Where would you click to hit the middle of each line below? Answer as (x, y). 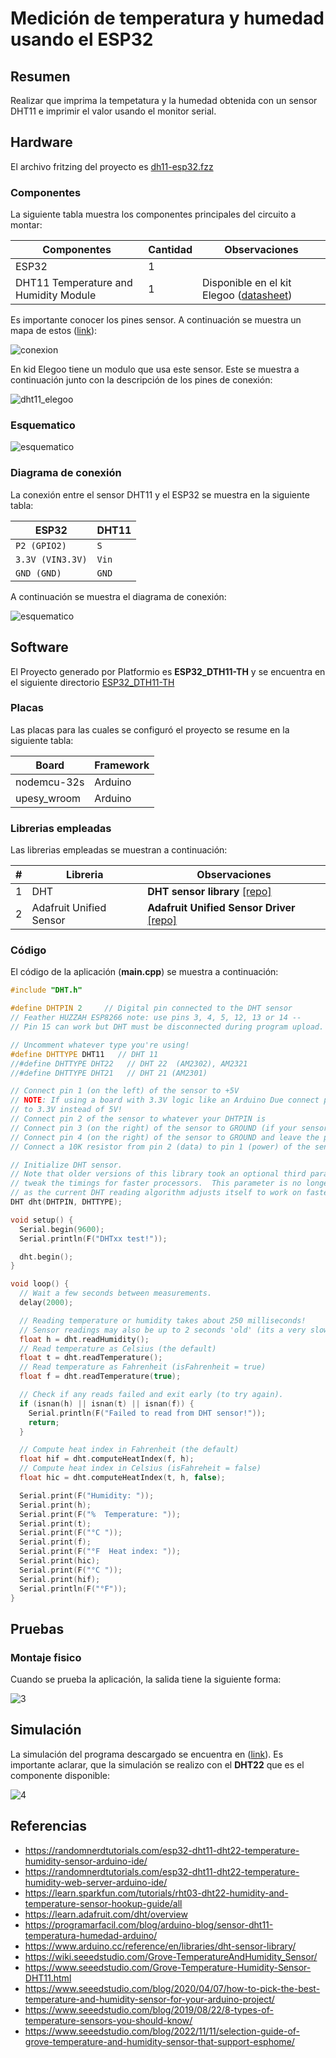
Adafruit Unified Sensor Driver (221, 908)
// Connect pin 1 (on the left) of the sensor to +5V (125, 1091)
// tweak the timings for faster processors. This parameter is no (156, 1183)
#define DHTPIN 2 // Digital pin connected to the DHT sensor (151, 1008)
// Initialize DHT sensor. (66, 1165)
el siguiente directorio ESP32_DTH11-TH (92, 682)
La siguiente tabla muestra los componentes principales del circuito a (153, 214)
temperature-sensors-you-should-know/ (108, 2020)
